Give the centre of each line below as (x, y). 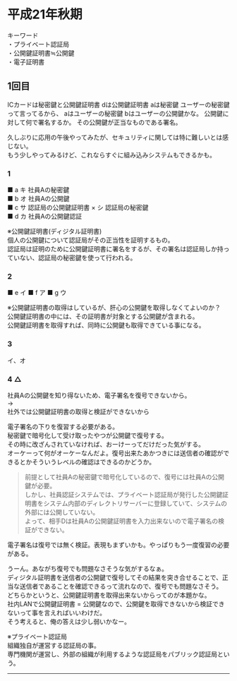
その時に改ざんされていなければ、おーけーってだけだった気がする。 (106, 444)
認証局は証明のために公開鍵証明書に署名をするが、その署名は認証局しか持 (115, 249)
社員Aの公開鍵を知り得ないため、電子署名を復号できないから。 (99, 395)
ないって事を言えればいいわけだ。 (56, 613)
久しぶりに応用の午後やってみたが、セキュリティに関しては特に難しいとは (115, 137)
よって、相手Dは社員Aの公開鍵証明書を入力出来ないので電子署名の (121, 521)
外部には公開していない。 (62, 512)
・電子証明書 (26, 61)
